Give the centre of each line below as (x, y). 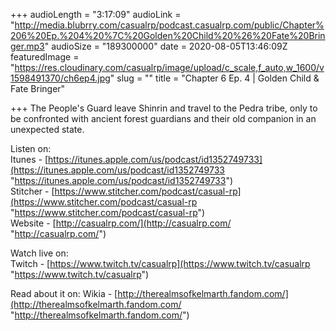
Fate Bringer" (38, 88)
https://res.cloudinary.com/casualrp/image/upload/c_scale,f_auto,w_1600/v (169, 67)
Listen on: (31, 148)
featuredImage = (45, 57)
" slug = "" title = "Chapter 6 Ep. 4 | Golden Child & (214, 78)
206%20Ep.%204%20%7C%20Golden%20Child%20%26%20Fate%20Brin (168, 35)
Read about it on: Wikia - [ (64, 293)
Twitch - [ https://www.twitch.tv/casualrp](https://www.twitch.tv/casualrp (160, 263)
